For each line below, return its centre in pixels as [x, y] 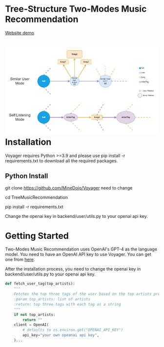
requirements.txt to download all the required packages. [61, 161]
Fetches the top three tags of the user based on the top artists [83, 294]
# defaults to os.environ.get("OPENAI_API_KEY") [73, 330]
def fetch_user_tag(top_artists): [40, 284]
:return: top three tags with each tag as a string [67, 304]
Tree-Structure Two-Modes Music [76, 9]
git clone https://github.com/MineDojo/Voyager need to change [69, 188]
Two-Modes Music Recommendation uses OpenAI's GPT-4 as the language [81, 249]
